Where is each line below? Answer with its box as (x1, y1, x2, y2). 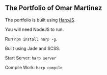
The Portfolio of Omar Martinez (5, 4, 102, 12)
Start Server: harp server (5, 55, 56, 61)
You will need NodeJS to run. (5, 26, 64, 32)
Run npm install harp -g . (5, 36, 57, 42)
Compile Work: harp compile (5, 64, 63, 70)
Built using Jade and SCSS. (5, 45, 60, 51)
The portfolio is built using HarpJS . (5, 17, 76, 23)
